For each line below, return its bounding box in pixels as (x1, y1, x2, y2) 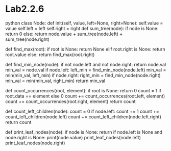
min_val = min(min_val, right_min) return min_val (5, 78, 106, 84)
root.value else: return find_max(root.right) (5, 52, 95, 58)
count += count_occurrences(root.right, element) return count (5, 98, 136, 105)
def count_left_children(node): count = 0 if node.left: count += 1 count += (5, 108, 159, 114)
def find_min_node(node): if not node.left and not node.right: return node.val (5, 61, 166, 67)
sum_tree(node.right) (5, 36, 50, 42)
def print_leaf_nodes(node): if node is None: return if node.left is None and (5, 129, 162, 135)
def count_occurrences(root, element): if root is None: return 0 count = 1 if (5, 87, 162, 93)
